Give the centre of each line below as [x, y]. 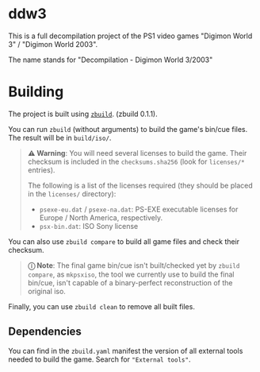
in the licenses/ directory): [72, 194]
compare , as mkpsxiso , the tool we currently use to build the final [131, 274]
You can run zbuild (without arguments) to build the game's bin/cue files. [128, 129]
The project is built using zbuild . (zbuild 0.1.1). [83, 114]
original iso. [46, 291]
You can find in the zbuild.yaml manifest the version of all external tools [126, 351]
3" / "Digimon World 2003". [53, 44]
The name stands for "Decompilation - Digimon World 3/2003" [111, 60]
